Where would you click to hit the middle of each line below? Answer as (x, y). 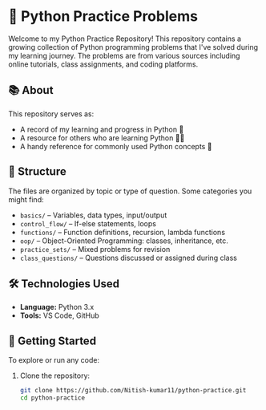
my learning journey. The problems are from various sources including (124, 55)
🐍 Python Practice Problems (103, 16)
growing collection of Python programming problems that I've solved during (133, 47)
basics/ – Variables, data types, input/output (93, 215)
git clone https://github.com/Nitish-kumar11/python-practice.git (133, 391)
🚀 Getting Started (52, 341)
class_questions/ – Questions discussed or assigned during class (129, 258)
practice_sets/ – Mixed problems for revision (95, 249)
